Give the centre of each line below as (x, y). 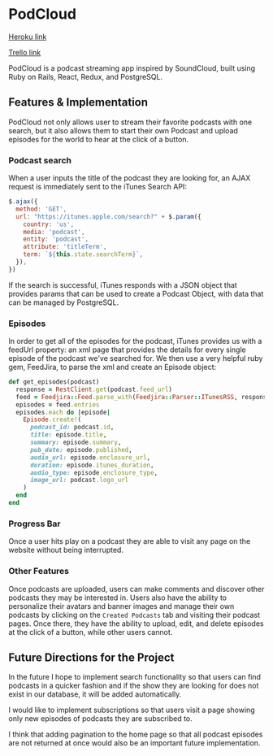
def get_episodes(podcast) (54, 382)
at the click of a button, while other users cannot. (91, 632)
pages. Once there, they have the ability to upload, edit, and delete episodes (136, 623)
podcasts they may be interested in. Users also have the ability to (118, 597)
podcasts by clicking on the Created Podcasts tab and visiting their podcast (134, 615)
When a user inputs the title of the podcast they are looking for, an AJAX (130, 178)
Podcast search (40, 160)
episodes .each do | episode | (63, 412)
